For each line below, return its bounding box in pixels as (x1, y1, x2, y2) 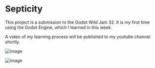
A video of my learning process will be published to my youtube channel (5, 34, 151, 40)
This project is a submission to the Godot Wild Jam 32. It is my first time (5, 19, 150, 25)
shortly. (5, 39, 21, 44)
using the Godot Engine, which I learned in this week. (5, 24, 112, 30)
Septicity (5, 3, 43, 14)
